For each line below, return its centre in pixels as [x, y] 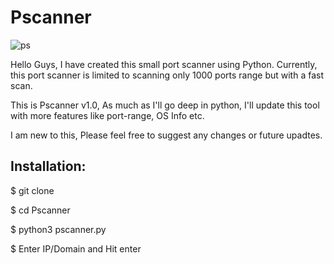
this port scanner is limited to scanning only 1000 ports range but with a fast [167, 75]
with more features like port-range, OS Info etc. [107, 115]
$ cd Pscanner [40, 210]
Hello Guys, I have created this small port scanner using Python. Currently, [164, 64]
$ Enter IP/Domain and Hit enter [76, 248]
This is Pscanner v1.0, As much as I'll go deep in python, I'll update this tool [165, 105]
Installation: [48, 166]
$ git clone [32, 190]
